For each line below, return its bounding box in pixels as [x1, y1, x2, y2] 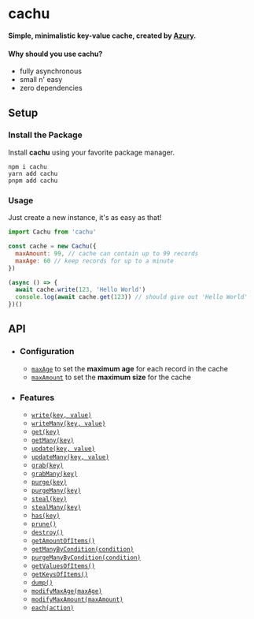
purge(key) [31, 478, 68, 486]
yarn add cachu [8, 170, 58, 177]
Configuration [19, 346, 75, 357]
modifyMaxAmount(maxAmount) [31, 595, 123, 603]
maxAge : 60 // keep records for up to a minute [15, 257, 175, 265]
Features [19, 392, 55, 403]
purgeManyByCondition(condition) [31, 554, 142, 561]
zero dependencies [19, 84, 83, 93]
